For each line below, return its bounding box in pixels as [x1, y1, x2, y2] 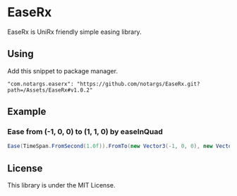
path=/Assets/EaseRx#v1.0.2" [7, 86, 93, 94]
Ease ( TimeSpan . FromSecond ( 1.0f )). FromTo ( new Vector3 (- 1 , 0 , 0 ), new [7, 142, 213, 150]
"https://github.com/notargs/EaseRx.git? [76, 80, 200, 87]
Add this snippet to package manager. [7, 66, 119, 75]
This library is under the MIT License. [7, 181, 116, 190]
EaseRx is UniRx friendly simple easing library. [7, 27, 142, 36]
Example [7, 106, 47, 118]
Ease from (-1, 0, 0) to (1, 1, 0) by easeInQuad [7, 127, 164, 137]
